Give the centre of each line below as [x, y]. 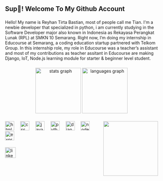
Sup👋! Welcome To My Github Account [65, 9]
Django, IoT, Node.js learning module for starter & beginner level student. [78, 58]
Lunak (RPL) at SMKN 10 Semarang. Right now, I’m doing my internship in [78, 38]
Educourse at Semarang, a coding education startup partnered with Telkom [80, 43]
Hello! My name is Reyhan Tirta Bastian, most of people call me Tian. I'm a [79, 22]
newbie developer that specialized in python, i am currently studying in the [80, 28]
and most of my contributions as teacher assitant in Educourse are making [79, 53]
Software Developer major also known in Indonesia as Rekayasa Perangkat [80, 33]
